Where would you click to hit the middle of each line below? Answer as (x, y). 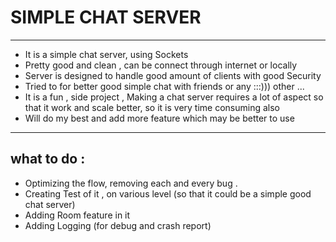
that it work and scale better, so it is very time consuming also (152, 107)
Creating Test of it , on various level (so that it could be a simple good (168, 193)
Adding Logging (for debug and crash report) (118, 225)
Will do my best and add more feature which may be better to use (159, 118)
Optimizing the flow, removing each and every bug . (131, 183)
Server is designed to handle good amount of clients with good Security (173, 75)
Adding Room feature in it (77, 215)
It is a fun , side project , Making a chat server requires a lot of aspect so (174, 97)
